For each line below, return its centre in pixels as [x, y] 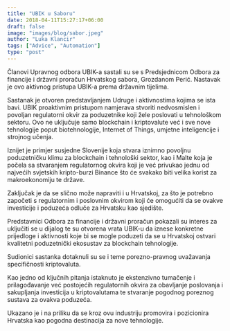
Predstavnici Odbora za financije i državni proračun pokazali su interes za [112, 221]
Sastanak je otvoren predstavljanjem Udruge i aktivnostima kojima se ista [112, 100]
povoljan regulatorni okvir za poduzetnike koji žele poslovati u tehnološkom [114, 114]
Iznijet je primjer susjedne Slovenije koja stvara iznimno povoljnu [99, 150]
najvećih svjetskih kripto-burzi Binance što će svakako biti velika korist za [112, 172]
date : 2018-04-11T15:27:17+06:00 [55, 20]
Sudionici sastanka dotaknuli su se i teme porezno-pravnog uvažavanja [109, 256]
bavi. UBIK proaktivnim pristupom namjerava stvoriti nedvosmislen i [104, 107]
